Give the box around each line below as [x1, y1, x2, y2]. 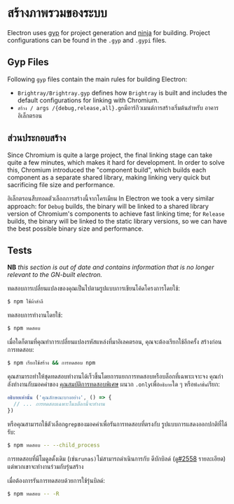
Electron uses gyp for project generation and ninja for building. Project [7, 28, 210, 36]
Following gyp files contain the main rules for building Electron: [7, 75, 188, 83]
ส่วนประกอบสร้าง [7, 132, 67, 144]
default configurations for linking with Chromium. [17, 96, 160, 104]
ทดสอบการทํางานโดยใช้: [7, 311, 63, 320]
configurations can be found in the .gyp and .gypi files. [7, 36, 167, 44]
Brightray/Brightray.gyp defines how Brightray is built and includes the [17, 88, 228, 97]
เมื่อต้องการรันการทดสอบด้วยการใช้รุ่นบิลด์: [7, 476, 105, 484]
